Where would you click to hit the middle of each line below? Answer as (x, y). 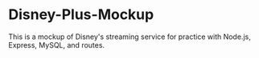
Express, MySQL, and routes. (57, 44)
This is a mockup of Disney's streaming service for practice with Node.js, (129, 37)
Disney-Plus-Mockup (81, 15)
